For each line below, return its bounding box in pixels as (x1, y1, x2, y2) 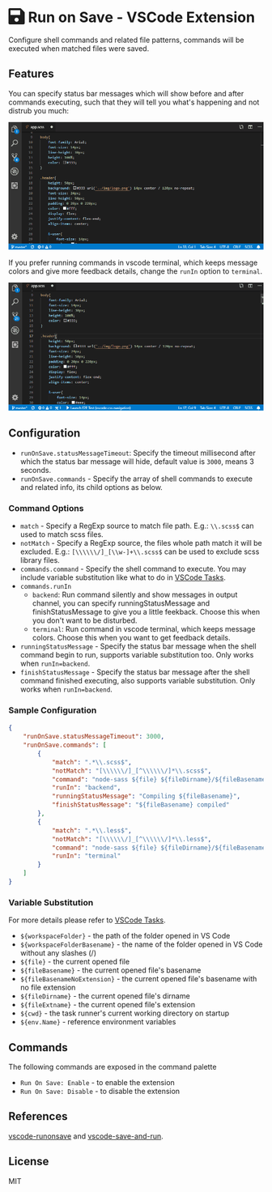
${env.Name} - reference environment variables (19, 1017, 176, 1027)
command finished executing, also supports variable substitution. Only (19, 675, 256, 685)
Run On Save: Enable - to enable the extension (19, 1077, 176, 1087)
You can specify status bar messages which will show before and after (8, 88, 244, 98)
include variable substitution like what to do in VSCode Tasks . (19, 573, 227, 582)
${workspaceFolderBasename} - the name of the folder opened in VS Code (19, 939, 263, 949)
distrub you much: (8, 105, 70, 115)
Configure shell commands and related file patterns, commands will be (8, 35, 244, 45)
